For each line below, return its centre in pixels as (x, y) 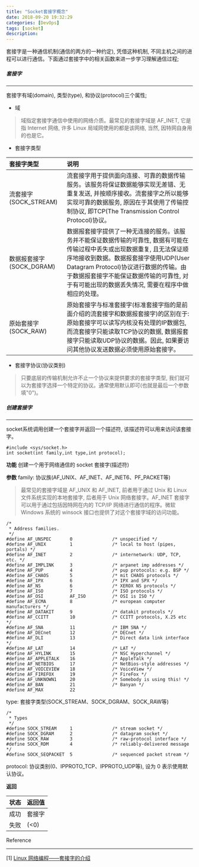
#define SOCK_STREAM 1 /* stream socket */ (84, 729)
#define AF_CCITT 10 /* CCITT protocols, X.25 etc (96, 617)
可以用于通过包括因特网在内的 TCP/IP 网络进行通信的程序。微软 (98, 505)
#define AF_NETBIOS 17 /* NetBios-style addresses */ (98, 664)
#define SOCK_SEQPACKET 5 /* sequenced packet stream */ (98, 755)
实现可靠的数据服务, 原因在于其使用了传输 (125, 203)
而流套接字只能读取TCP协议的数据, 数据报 (125, 332)
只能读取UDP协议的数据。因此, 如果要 (131, 341)
